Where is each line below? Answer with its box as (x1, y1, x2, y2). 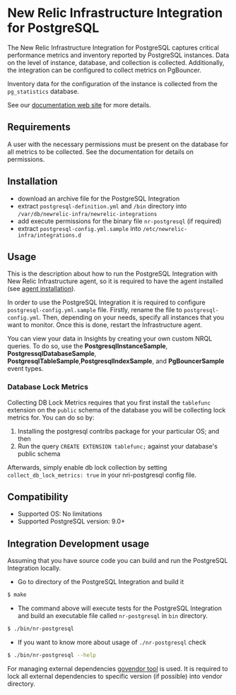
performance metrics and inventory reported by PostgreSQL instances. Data (7, 51, 230, 59)
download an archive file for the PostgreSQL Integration (17, 194, 180, 203)
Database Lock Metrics (7, 382, 88, 392)
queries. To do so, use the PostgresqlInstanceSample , (7, 342, 168, 350)
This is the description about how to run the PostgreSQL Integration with (7, 270, 218, 278)
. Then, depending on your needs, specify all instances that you (38, 313, 225, 322)
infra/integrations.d (17, 232, 81, 239)
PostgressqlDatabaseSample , (7, 350, 97, 358)
